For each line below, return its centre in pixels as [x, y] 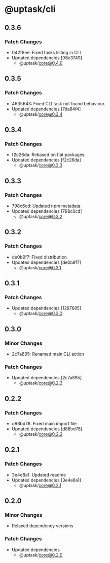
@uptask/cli [30, 9]
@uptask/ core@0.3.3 [41, 165]
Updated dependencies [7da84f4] [46, 109]
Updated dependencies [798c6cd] [47, 211]
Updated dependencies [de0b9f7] [46, 262]
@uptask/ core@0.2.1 [40, 485]
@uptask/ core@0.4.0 [41, 63]
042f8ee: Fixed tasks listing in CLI [46, 52]
